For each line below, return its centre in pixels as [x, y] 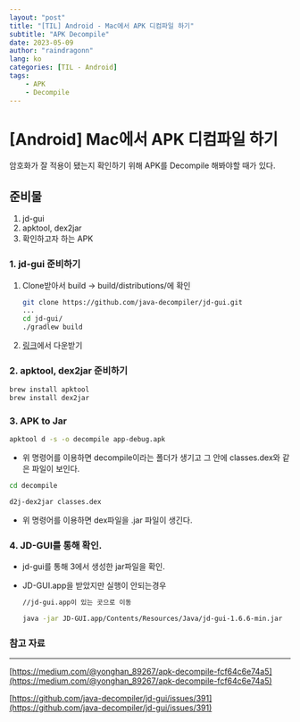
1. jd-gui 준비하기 [45, 264]
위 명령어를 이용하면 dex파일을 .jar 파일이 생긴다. [107, 520]
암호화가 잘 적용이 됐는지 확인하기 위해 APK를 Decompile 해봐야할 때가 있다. [142, 165]
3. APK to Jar [38, 421]
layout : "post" [37, 17]
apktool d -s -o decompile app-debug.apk [87, 440]
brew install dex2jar [50, 399]
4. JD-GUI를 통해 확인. [56, 545]
